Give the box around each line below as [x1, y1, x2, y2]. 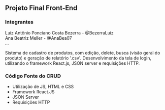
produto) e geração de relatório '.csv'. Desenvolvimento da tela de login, [5, 55, 152, 61]
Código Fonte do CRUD [5, 72, 61, 79]
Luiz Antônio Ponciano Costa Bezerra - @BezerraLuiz [5, 29, 114, 36]
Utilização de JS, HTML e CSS [12, 83, 74, 89]
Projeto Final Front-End [5, 4, 78, 12]
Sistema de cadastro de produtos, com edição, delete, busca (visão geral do [5, 50, 160, 55]
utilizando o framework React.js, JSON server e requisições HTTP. [5, 60, 140, 66]
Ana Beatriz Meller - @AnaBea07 [5, 35, 72, 41]
